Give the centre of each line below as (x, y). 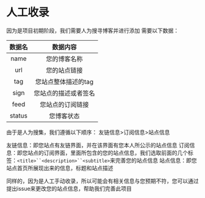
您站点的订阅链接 (65, 104)
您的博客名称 (65, 58)
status (19, 115)
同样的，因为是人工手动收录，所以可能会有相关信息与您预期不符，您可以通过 (103, 181)
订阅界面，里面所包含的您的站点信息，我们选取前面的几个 (116, 152)
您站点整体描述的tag (64, 82)
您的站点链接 (65, 70)
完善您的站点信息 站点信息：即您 (156, 160)
